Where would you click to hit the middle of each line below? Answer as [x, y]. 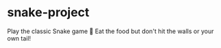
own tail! [19, 38]
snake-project [48, 13]
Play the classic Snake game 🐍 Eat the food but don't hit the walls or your [110, 31]
